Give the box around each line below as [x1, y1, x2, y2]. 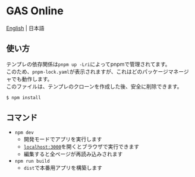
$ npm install [6, 94, 42, 100]
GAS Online [6, 4, 64, 18]
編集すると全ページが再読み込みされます [23, 150, 123, 158]
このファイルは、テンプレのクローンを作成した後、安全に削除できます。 [6, 83, 183, 90]
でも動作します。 [11, 75, 53, 83]
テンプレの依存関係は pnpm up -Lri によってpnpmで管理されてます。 [6, 61, 171, 68]
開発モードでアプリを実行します [23, 135, 102, 143]
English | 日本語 [6, 24, 45, 31]
